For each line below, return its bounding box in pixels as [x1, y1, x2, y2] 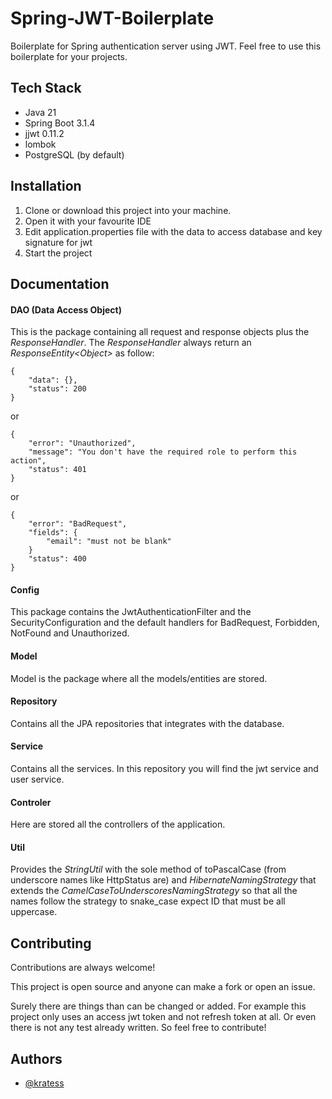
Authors [10, 1050, 63, 1067]
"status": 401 [28, 465, 87, 475]
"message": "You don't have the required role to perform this [28, 447, 298, 457]
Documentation [10, 275, 110, 292]
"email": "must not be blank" [46, 537, 172, 547]
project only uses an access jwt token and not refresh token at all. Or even [10, 1011, 317, 1023]
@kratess [24, 1077, 65, 1089]
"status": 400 [28, 554, 87, 564]
